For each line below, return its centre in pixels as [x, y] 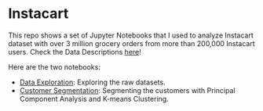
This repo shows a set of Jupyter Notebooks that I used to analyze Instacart [131, 35]
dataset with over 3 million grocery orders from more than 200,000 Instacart [131, 43]
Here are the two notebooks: [54, 66]
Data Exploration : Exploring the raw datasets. [93, 82]
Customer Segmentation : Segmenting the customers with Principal [127, 90]
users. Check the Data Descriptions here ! [75, 52]
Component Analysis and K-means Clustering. [94, 98]
